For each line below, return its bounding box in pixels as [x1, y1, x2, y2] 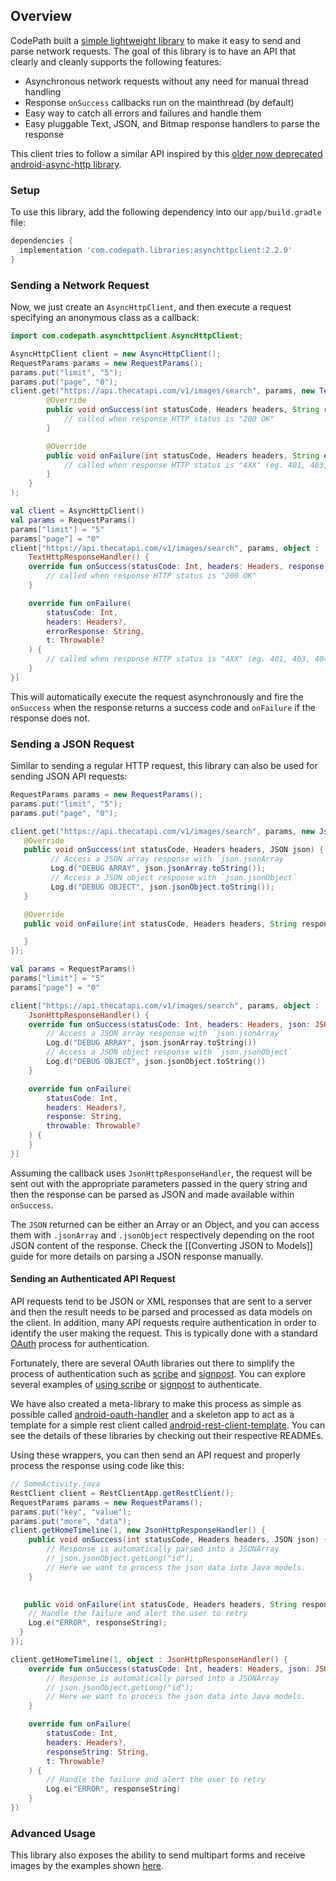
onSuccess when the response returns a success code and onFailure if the [10, 701, 316, 713]
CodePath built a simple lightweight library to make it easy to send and [10, 34, 302, 46]
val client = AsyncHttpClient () [10, 506, 145, 516]
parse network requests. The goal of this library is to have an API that [10, 45, 297, 57]
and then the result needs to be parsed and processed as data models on [10, 1306, 313, 1318]
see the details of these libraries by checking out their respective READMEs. [10, 1430, 324, 1442]
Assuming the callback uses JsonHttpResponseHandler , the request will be [10, 1167, 313, 1179]
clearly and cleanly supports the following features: [10, 55, 222, 68]
